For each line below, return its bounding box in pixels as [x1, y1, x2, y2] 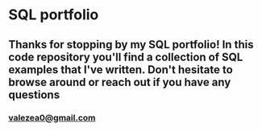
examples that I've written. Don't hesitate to [8, 63, 234, 76]
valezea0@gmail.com [8, 112, 96, 123]
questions [8, 88, 60, 101]
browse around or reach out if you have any [8, 75, 231, 89]
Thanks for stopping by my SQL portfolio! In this [8, 38, 254, 51]
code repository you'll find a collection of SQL [8, 50, 243, 63]
